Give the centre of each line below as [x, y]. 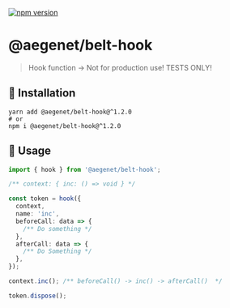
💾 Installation [42, 93]
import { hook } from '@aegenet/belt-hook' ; [85, 169]
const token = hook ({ [45, 199]
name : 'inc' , [38, 214]
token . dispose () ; [38, 296]
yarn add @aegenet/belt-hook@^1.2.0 [70, 112]
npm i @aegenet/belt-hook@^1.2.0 [65, 126]
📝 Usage [30, 151]
